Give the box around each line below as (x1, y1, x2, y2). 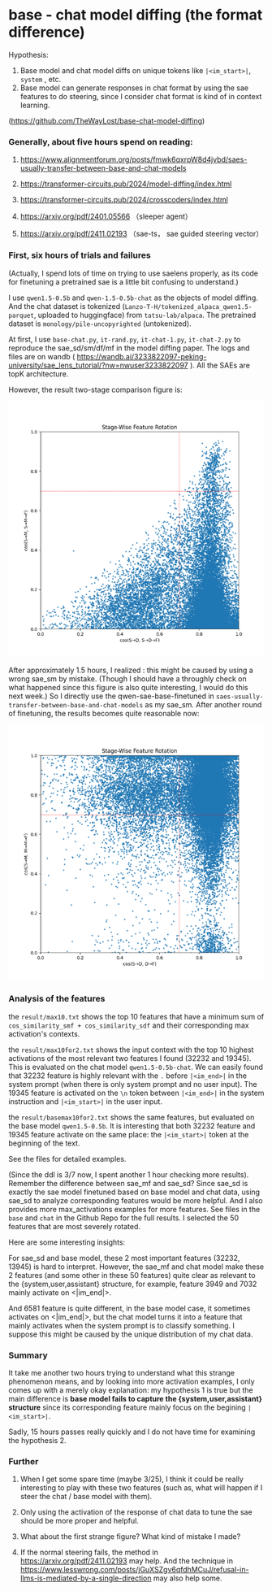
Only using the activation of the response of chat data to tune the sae (19, 1507, 253, 1517)
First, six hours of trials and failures (8, 250, 152, 261)
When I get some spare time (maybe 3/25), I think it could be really (19, 1474, 244, 1484)
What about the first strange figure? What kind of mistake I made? (19, 1532, 241, 1541)
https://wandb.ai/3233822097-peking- (76, 351, 207, 361)
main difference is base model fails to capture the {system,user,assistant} (8, 1394, 262, 1404)
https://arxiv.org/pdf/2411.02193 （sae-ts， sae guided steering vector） (19, 229, 264, 239)
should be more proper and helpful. (19, 1516, 140, 1526)
